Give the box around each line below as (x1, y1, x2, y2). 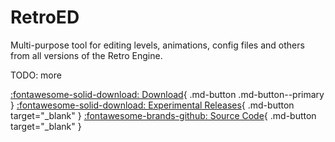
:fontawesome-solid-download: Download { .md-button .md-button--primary (10, 88, 325, 100)
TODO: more (10, 69, 62, 81)
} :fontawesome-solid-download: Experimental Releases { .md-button (10, 99, 295, 111)
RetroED (10, 6, 80, 29)
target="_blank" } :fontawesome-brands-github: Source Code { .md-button (10, 109, 317, 121)
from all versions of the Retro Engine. (10, 49, 163, 61)
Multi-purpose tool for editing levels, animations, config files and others (10, 39, 305, 51)
